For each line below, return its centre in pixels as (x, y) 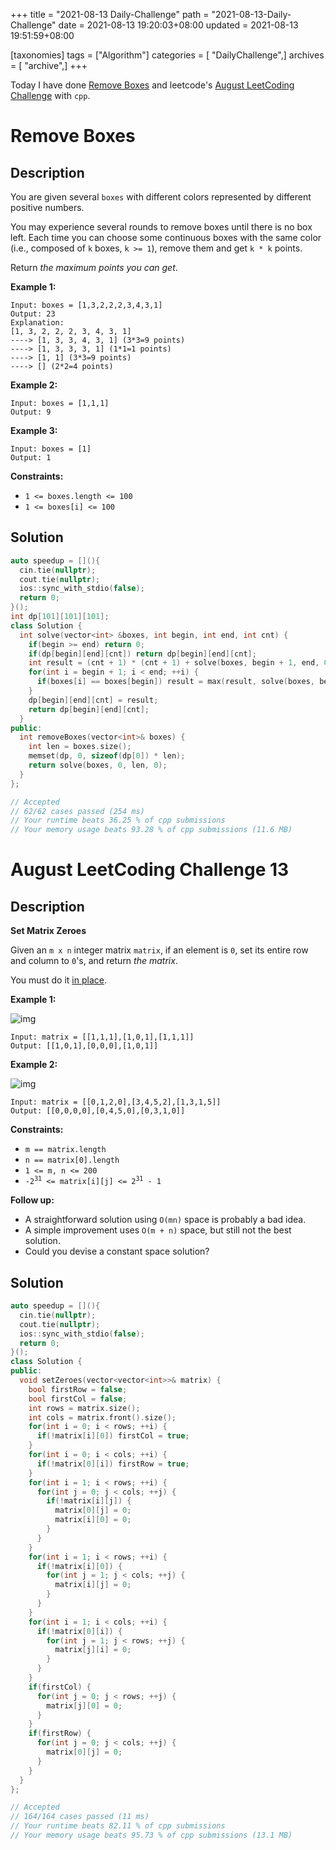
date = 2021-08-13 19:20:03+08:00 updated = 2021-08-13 (178, 25)
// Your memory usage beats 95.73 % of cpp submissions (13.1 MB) (151, 1835)
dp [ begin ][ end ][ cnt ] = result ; (93, 700)
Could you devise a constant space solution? (117, 1251)
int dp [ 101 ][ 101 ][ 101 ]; (60, 617)
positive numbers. (47, 207)
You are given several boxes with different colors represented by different (161, 197)
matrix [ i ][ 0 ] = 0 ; (93, 1520)
